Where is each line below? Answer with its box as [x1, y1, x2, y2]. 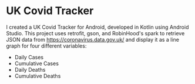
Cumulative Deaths [14, 72, 61, 79]
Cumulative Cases [14, 60, 59, 67]
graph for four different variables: [6, 42, 87, 49]
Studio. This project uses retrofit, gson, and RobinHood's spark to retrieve [6, 29, 185, 36]
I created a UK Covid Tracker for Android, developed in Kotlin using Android [6, 23, 189, 31]
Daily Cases [14, 53, 44, 61]
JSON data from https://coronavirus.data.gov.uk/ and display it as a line [6, 36, 179, 43]
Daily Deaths [14, 66, 46, 73]
